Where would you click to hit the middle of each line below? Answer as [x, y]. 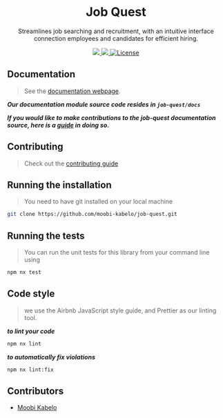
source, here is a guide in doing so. [58, 125]
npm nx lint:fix [30, 370]
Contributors [36, 391]
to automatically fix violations [51, 357]
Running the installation [59, 185]
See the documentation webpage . [72, 91]
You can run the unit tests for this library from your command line [117, 252]
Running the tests [46, 236]
